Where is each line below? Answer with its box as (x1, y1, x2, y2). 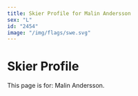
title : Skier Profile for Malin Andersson (7, 10, 131, 17)
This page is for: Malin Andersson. (7, 82, 105, 90)
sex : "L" (7, 16, 32, 23)
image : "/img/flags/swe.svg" (7, 29, 91, 36)
